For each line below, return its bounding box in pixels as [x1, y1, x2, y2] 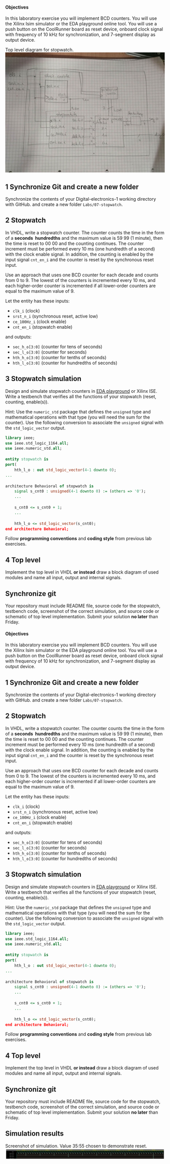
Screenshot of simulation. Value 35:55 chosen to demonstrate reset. [5, 1143, 147, 1149]
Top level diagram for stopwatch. [5, 47, 74, 53]
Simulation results [5, 1129, 64, 1138]
